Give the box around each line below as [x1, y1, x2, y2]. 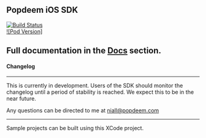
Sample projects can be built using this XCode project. [6, 125, 144, 132]
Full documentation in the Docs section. [6, 45, 161, 56]
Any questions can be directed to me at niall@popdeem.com [6, 107, 159, 114]
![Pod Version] [6, 28, 43, 35]
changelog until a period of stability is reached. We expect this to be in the [6, 88, 194, 96]
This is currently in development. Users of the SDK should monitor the [6, 82, 183, 90]
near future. [6, 95, 37, 102]
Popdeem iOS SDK [6, 5, 78, 15]
